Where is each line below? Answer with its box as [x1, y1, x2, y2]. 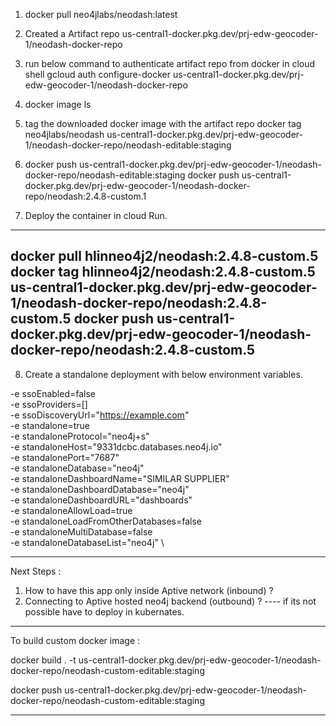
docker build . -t [10, 654, 77, 666]
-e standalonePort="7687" [10, 451, 120, 463]
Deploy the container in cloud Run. [24, 210, 168, 221]
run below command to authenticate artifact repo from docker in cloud [24, 58, 316, 69]
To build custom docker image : [10, 634, 141, 646]
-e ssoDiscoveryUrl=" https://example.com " [10, 409, 190, 421]
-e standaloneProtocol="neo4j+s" [10, 430, 150, 442]
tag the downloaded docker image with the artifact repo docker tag [24, 118, 302, 129]
